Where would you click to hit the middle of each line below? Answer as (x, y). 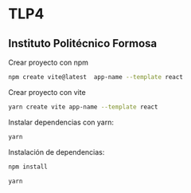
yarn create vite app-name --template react (83, 107)
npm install (28, 167)
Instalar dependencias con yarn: (61, 122)
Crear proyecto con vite (47, 92)
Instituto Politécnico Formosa (83, 43)
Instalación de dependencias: (57, 152)
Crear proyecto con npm (49, 62)
